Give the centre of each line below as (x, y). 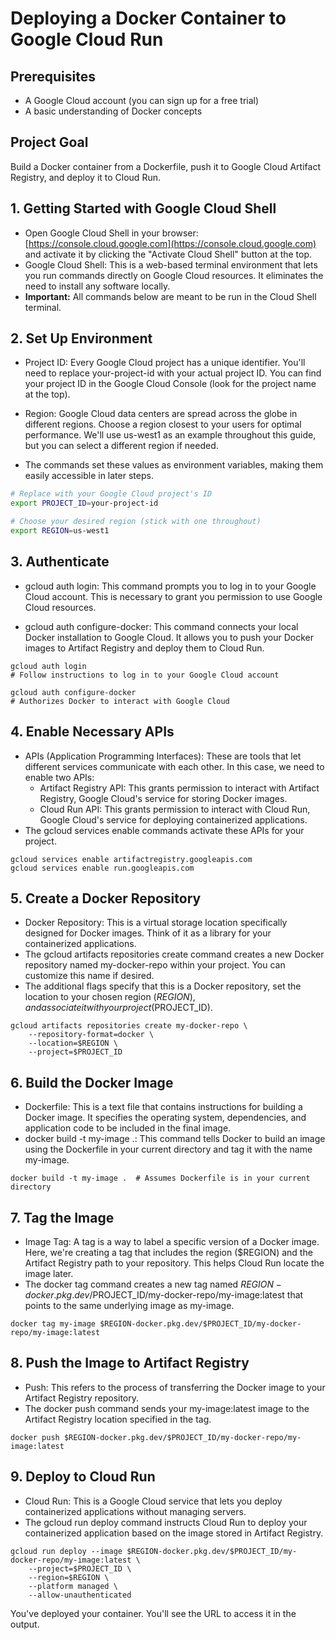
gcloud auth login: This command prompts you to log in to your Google (170, 586)
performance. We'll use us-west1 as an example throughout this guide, (170, 435)
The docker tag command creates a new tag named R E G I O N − (153, 1284)
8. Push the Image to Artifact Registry (130, 1363)
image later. (49, 1273)
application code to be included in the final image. (128, 1128)
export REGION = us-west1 (60, 531)
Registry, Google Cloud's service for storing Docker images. (163, 798)
